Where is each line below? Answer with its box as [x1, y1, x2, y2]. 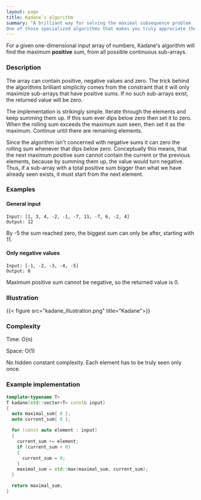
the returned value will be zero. [6, 96, 83, 103]
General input [6, 200, 41, 208]
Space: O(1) [6, 348, 35, 355]
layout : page [6, 8, 39, 15]
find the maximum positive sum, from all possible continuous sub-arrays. [6, 49, 187, 56]
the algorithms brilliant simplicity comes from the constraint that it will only [6, 83, 190, 91]
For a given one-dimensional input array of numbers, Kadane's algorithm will [6, 42, 195, 49]
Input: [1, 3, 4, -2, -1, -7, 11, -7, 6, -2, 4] [6, 214, 130, 220]
